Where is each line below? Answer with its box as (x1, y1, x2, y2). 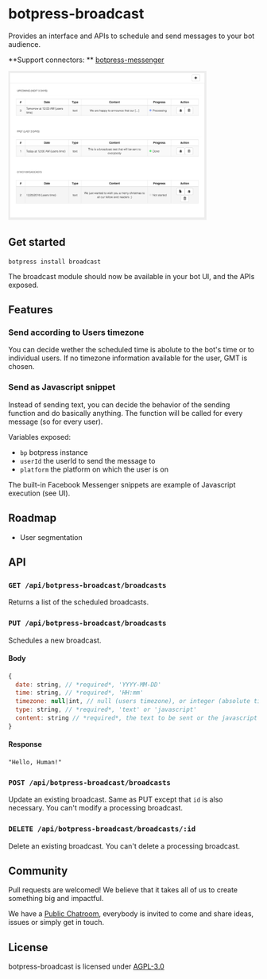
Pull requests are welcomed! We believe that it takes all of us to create (8, 885, 238, 895)
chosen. (8, 362, 35, 371)
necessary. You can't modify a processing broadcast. (8, 803, 184, 813)
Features (8, 303, 53, 317)
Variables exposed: (8, 432, 72, 441)
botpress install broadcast (8, 258, 102, 266)
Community (8, 864, 68, 878)
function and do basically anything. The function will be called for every (8, 408, 243, 418)
